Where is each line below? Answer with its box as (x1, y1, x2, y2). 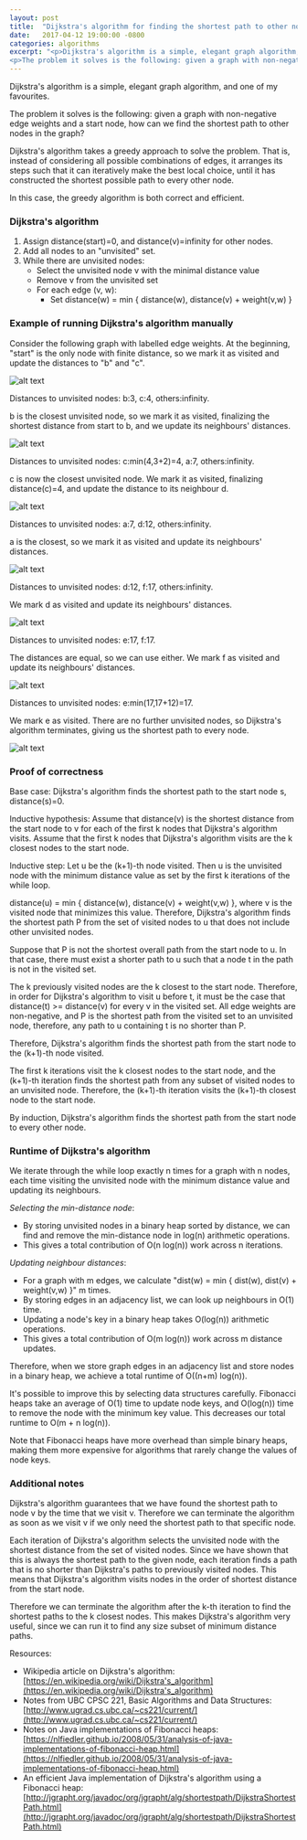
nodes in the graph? (9, 128, 85, 138)
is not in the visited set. (9, 963, 97, 974)
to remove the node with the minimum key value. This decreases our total (9, 1408, 286, 1419)
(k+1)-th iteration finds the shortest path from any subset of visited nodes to (9, 1075, 295, 1086)
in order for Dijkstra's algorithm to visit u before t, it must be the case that (9, 991, 286, 1002)
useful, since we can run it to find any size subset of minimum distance (9, 1621, 277, 1632)
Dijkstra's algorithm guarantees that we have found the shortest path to (9, 1498, 279, 1509)
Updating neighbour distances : (9, 1258, 127, 1269)
